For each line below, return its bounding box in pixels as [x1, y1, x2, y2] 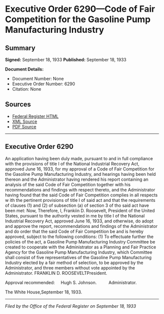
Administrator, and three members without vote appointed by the [5, 265, 135, 270]
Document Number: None [12, 76, 64, 81]
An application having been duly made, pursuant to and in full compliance [5, 155, 153, 161]
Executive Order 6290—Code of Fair [5, 3, 155, 15]
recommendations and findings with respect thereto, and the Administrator [5, 187, 155, 193]
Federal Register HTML [12, 113, 59, 119]
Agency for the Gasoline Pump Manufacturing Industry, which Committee [5, 249, 152, 255]
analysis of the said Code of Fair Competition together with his [5, 181, 131, 187]
